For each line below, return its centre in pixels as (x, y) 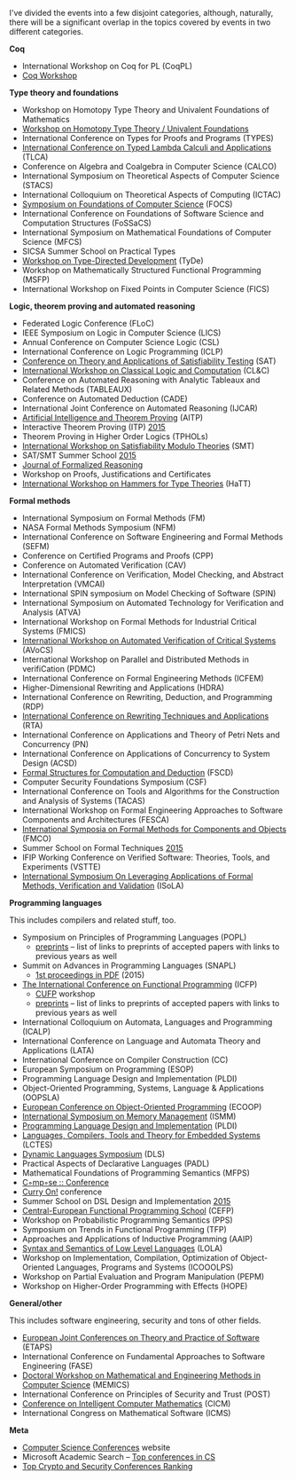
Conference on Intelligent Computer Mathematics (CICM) (126, 1404)
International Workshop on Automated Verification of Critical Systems (149, 641)
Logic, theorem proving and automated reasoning (102, 306)
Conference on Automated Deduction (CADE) (105, 399)
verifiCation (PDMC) (58, 669)
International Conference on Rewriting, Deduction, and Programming (147, 697)
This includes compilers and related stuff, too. (93, 920)
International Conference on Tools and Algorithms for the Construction (151, 791)
